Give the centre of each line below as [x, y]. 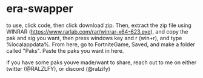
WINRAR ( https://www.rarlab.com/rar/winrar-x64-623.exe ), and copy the [97, 31]
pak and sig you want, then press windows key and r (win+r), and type [94, 38]
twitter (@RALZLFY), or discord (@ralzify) [58, 68]
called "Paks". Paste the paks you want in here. [65, 50]
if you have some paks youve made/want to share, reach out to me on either [101, 62]
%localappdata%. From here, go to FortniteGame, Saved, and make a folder [101, 44]
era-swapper [40, 9]
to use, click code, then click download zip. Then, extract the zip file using [99, 25]
